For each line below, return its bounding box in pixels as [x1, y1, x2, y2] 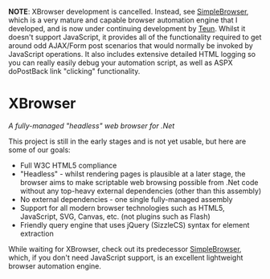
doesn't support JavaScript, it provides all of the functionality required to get [8, 32, 262, 42]
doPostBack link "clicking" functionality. [8, 67, 141, 75]
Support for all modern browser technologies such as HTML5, [19, 203, 225, 212]
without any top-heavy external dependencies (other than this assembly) [19, 186, 262, 196]
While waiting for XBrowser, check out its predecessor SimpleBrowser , [8, 244, 243, 253]
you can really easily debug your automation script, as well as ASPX [8, 58, 233, 67]
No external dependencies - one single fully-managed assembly [19, 194, 233, 204]
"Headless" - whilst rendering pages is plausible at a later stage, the [19, 168, 247, 179]
